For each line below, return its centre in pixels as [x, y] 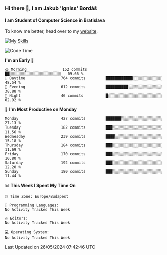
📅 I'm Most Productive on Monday [41, 109]
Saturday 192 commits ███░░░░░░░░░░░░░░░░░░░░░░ [84, 163]
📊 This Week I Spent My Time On [40, 186]
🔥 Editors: [17, 219]
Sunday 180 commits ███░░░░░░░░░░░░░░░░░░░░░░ [84, 172]
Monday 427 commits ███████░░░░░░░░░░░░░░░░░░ [84, 119]
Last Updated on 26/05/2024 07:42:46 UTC [50, 247]
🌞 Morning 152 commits [46, 70]
